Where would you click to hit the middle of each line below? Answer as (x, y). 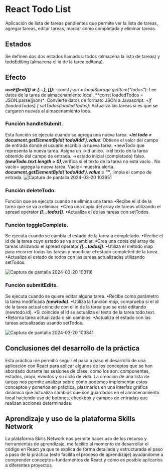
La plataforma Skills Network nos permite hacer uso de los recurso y (76, 439)
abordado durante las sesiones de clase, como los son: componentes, (77, 371)
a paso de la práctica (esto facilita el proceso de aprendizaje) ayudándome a (84, 454)
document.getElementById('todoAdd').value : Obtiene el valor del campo (82, 140)
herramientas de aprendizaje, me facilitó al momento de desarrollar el (77, 444)
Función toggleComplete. (37, 225)
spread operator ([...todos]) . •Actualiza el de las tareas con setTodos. (77, 212)
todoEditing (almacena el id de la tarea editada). (55, 62)
